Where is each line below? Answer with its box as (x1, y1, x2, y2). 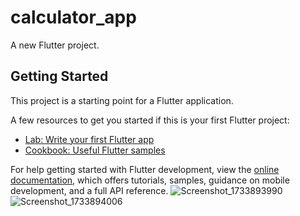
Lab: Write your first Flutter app (24, 133, 155, 145)
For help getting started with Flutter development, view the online (10, 163, 280, 175)
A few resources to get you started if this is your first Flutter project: (10, 114, 290, 126)
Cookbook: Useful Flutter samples (24, 144, 166, 156)
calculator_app (10, 6, 137, 29)
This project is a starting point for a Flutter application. (10, 94, 234, 106)
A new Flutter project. (10, 39, 100, 51)
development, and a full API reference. (10, 184, 169, 196)
